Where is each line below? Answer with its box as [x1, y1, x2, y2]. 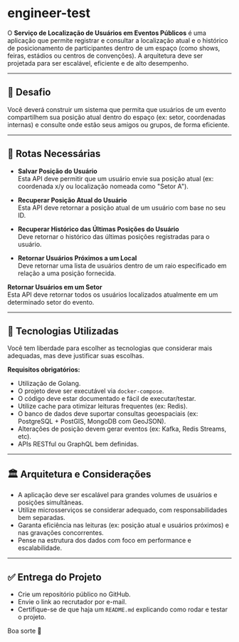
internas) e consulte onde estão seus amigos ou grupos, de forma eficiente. [7, 120, 230, 129]
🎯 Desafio [7, 86, 51, 98]
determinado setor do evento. [7, 297, 95, 306]
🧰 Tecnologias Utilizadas [7, 325, 119, 337]
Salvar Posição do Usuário [17, 166, 97, 175]
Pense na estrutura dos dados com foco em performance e [17, 536, 192, 545]
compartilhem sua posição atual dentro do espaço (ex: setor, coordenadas [7, 113, 226, 121]
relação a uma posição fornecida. [17, 269, 116, 277]
